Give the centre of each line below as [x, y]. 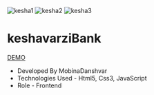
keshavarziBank [54, 39]
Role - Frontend [39, 85]
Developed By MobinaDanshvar [62, 71]
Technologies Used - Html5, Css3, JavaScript [82, 78]
